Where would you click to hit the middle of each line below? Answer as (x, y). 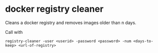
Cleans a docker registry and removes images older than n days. (71, 23)
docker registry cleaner (54, 9)
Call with (14, 32)
